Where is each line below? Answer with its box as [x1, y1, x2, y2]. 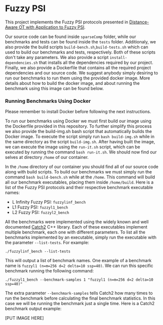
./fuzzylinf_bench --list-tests [5, 249, 71, 254]
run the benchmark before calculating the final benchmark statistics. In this [5, 295, 156, 301]
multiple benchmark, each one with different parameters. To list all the [5, 229, 145, 235]
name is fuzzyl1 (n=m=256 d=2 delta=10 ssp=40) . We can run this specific [5, 263, 153, 268]
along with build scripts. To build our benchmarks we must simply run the [5, 169, 152, 175]
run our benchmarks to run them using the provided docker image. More [5, 75, 150, 81]
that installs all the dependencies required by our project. [38, 59, 153, 65]
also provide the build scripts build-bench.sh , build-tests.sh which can [5, 44, 148, 50]
